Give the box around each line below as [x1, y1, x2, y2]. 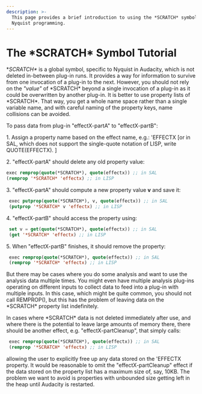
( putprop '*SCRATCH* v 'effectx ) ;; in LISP [8, 203, 122, 209]
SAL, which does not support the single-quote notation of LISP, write [6, 140, 177, 147]
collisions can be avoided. [6, 111, 71, 118]
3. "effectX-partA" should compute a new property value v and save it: [6, 186, 181, 194]
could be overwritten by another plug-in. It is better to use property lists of [6, 91, 191, 99]
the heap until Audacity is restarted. [6, 381, 95, 388]
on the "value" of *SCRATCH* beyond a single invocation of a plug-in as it [6, 85, 191, 92]
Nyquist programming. [11, 20, 66, 26]
